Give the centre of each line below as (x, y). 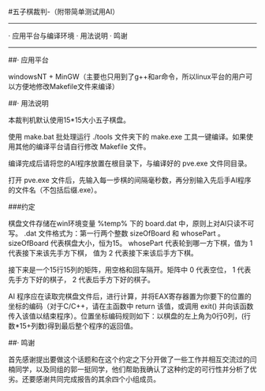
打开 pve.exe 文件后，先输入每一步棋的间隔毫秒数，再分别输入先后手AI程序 (130, 180)
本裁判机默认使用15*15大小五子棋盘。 (69, 120)
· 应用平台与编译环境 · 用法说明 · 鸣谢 (68, 35)
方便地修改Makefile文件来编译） (67, 86)
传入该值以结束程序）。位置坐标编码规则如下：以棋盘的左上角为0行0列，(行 (129, 316)
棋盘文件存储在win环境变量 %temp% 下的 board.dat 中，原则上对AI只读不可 (131, 223)
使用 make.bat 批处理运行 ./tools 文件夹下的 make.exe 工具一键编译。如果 (127, 137)
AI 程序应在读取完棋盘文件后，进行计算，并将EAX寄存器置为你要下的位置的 (130, 296)
